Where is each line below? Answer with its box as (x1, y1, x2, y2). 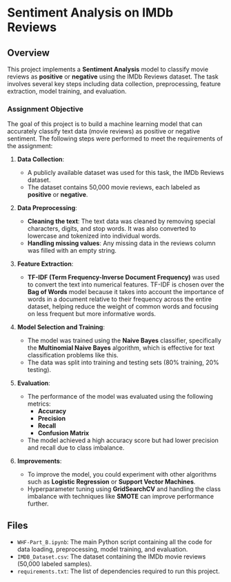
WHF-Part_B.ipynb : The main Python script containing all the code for (17, 538, 212, 546)
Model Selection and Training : (17, 323, 106, 331)
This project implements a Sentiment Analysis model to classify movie (7, 65, 209, 73)
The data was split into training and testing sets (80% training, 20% (27, 358, 219, 366)
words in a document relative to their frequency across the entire (27, 295, 212, 304)
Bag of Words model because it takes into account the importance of (27, 288, 224, 296)
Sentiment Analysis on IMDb (7, 5, 174, 21)
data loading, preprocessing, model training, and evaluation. (17, 545, 188, 554)
